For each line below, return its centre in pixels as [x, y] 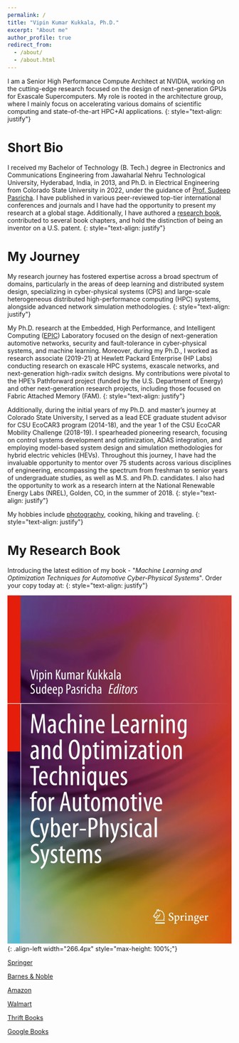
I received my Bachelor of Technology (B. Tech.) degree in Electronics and [116, 167]
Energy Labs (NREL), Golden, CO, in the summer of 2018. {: [94, 493]
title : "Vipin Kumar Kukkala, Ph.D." [63, 22]
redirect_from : [30, 45]
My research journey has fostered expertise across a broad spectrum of [113, 276]
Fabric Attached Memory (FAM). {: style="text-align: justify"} [96, 396]
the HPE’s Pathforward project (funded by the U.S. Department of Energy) [115, 381]
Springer [20, 962]
